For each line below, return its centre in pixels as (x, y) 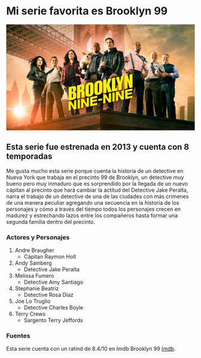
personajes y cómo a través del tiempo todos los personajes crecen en (94, 209)
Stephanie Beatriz (37, 289)
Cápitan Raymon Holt (50, 257)
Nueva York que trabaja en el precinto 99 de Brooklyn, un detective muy (95, 177)
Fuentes (18, 335)
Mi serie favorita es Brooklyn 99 (87, 11)
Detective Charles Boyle (54, 308)
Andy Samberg (33, 263)
